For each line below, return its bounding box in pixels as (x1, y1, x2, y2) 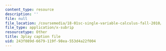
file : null (5, 16, 28, 21)
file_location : (5, 20, 37, 26)
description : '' (5, 12, 39, 17)
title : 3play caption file (5, 34, 61, 39)
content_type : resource (5, 7, 54, 12)
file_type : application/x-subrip (5, 25, 74, 30)
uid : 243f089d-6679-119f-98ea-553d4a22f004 (5, 39, 96, 44)
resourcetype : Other (5, 30, 48, 34)
